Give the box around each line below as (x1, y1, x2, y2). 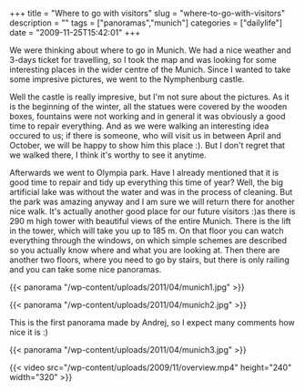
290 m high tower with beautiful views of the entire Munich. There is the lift (9, 216, 291, 226)
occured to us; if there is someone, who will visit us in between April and (9, 130, 282, 140)
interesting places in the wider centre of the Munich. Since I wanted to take (9, 64, 291, 75)
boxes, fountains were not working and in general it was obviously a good (9, 111, 286, 121)
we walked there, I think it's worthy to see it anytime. (9, 149, 207, 160)
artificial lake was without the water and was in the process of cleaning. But (9, 187, 293, 197)
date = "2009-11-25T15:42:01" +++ (9, 27, 141, 37)
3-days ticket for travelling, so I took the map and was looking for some (9, 55, 277, 65)
